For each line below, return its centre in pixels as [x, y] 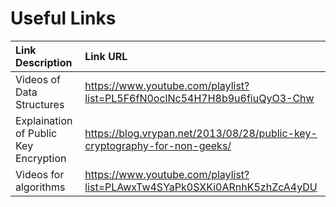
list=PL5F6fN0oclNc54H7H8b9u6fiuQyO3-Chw [199, 98]
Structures [40, 104]
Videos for [40, 174]
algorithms [40, 187]
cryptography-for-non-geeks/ [158, 145]
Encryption [41, 158]
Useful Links [63, 18]
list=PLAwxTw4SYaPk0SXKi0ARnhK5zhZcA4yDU [201, 187]
